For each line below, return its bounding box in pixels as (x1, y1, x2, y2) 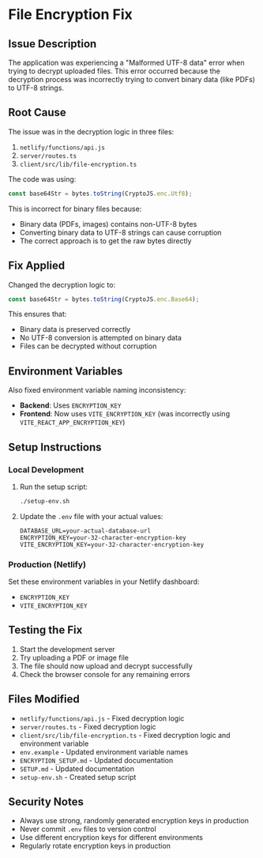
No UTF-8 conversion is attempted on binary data (19, 333, 182, 343)
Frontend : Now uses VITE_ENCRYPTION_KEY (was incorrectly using (19, 409, 231, 419)
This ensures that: (8, 310, 67, 319)
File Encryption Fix (8, 6, 133, 24)
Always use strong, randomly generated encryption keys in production (19, 816, 249, 826)
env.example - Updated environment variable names (19, 747, 189, 756)
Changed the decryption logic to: (8, 280, 116, 289)
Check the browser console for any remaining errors (19, 669, 190, 679)
